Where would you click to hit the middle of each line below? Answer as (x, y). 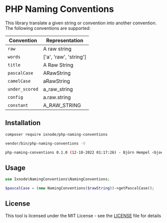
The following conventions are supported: (48, 28)
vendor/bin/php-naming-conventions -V (45, 143)
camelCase (19, 81)
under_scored (23, 89)
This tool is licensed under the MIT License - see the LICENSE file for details (83, 216)
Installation (23, 123)
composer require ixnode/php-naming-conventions (56, 134)
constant (18, 105)
